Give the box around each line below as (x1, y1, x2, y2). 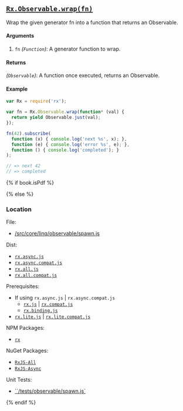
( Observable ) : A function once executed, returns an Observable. (6, 72, 160, 79)
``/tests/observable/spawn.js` (14, 387, 86, 395)
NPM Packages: (6, 325, 45, 332)
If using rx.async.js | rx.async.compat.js (14, 294, 116, 302)
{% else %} (6, 191, 34, 198)
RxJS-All (14, 360, 36, 366)
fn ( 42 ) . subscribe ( (6, 131, 51, 136)
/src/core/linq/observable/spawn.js (14, 230, 100, 237)
